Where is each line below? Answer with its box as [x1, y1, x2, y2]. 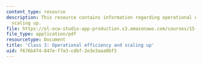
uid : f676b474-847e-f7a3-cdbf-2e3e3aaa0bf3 [6, 48, 117, 54]
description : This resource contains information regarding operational [6, 14, 192, 20]
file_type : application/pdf [6, 31, 77, 37]
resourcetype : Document [6, 37, 66, 43]
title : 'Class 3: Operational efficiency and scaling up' [6, 43, 155, 49]
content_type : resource [6, 8, 66, 15]
